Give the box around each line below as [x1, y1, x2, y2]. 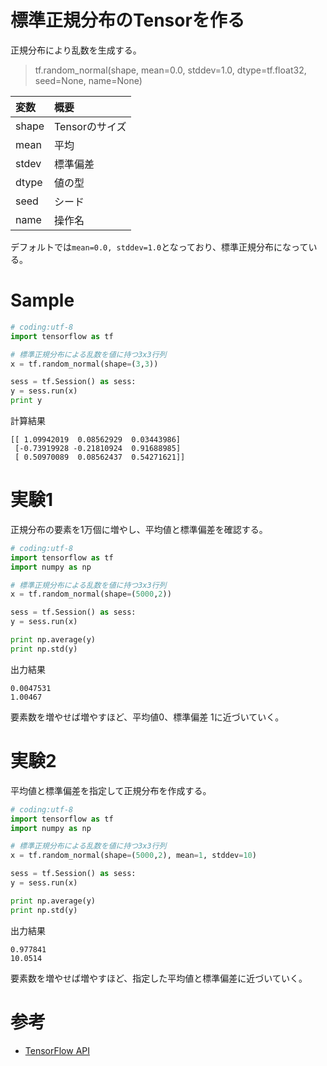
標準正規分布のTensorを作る [10, 9, 245, 32]
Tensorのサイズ [54, 119, 127, 133]
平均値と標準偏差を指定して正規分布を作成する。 [10, 784, 212, 796]
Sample [10, 289, 75, 312]
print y [10, 396, 43, 406]
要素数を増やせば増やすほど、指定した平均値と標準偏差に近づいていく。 [10, 972, 308, 984]
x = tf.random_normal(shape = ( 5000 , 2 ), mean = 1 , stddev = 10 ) [10, 851, 257, 861]
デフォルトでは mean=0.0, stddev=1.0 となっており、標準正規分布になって [10, 241, 309, 253]
